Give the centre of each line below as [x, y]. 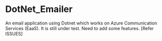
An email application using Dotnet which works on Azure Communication [81, 23]
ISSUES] [14, 33]
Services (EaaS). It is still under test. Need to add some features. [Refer [79, 28]
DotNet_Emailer [39, 9]
